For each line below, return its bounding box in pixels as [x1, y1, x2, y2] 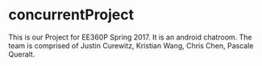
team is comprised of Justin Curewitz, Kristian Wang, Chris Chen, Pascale [8, 40, 254, 50]
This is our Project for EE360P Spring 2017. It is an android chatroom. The [8, 32, 252, 42]
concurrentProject [8, 6, 135, 24]
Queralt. [8, 49, 35, 59]
